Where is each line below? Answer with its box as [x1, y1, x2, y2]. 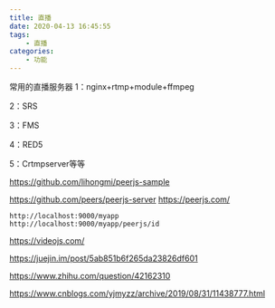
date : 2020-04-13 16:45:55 [9, 22, 111, 31]
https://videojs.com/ [9, 236, 85, 245]
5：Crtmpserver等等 [9, 159, 86, 168]
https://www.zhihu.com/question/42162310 [9, 271, 171, 281]
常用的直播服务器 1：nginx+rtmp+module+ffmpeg [9, 82, 194, 91]
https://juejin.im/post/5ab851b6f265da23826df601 [9, 253, 198, 264]
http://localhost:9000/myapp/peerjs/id [9, 219, 160, 228]
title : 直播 [9, 13, 52, 23]
